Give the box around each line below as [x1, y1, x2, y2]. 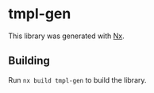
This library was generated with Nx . [8, 31, 125, 41]
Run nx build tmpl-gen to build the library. [8, 75, 147, 84]
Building [8, 54, 50, 68]
